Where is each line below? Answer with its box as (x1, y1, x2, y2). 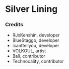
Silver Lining (5, 3, 58, 15)
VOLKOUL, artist (12, 48, 46, 54)
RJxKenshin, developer (12, 32, 60, 38)
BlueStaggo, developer (12, 37, 60, 43)
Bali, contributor (12, 53, 46, 59)
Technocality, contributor (12, 58, 64, 65)
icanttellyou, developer (12, 43, 60, 49)
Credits (5, 21, 23, 28)
